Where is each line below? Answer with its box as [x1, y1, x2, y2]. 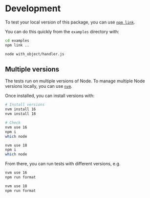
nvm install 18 [5, 111, 36, 117]
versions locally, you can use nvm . [5, 83, 72, 89]
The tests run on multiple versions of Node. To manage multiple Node [5, 78, 145, 84]
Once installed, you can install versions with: [5, 93, 95, 99]
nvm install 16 [5, 107, 36, 112]
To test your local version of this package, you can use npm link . [5, 19, 135, 25]
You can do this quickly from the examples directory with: [5, 28, 119, 34]
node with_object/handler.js [5, 51, 64, 56]
